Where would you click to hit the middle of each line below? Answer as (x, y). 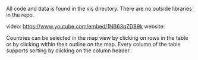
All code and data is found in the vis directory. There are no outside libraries (99, 9)
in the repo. (20, 15)
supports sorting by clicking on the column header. (68, 50)
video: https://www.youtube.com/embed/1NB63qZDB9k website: (86, 26)
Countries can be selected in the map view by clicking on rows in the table (97, 38)
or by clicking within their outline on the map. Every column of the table (94, 44)
